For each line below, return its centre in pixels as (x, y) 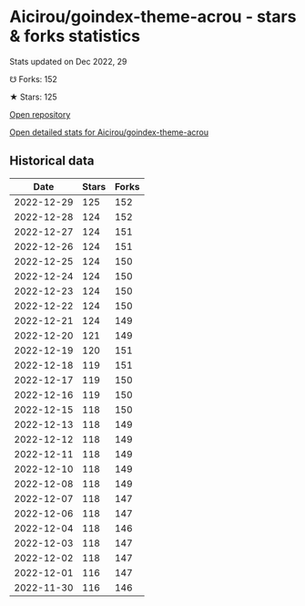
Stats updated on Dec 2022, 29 (68, 61)
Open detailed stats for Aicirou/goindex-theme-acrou (109, 132)
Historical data (52, 161)
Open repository (40, 114)
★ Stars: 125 (33, 97)
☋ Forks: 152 (33, 78)
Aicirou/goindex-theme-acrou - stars (153, 17)
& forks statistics (75, 36)
